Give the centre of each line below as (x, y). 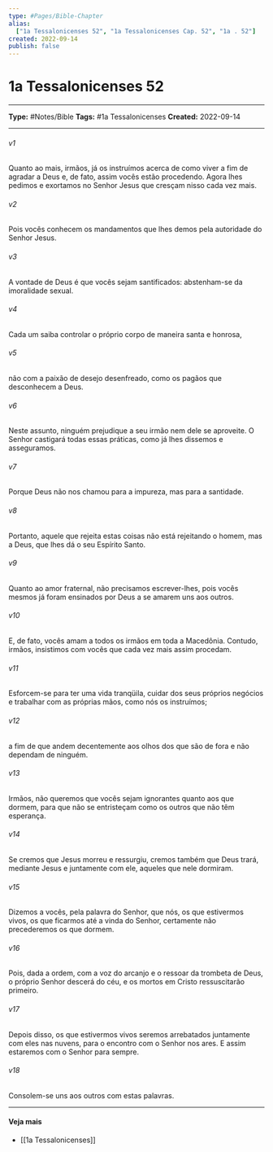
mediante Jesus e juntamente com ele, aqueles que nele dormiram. (121, 868)
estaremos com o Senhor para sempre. (74, 1052)
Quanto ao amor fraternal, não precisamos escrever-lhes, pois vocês (123, 588)
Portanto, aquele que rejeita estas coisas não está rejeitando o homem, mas (135, 536)
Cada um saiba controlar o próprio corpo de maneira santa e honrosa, (125, 334)
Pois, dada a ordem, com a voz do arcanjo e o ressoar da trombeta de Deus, (136, 973)
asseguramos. (32, 448)
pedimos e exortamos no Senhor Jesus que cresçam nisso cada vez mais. (133, 186)
